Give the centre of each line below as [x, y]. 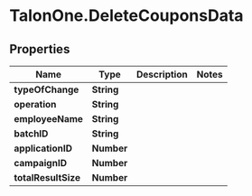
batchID [31, 134]
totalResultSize [47, 177]
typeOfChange [47, 89]
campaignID [41, 163]
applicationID [43, 148]
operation [35, 104]
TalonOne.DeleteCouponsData [126, 16]
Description [162, 75]
